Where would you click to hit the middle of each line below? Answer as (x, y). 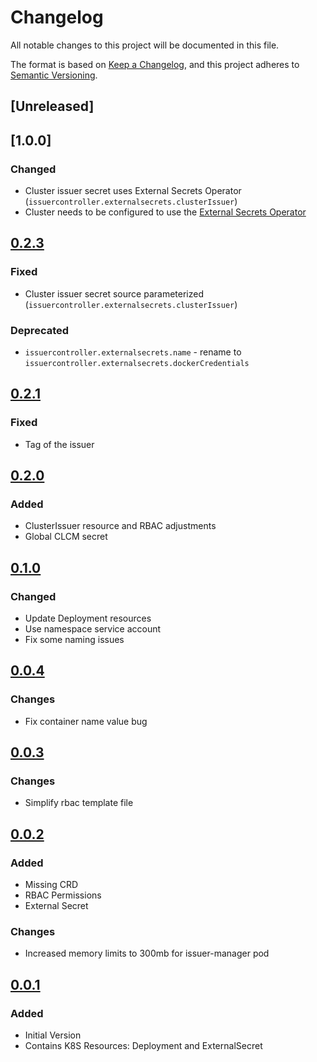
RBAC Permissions (63, 895)
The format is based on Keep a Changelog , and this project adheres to (155, 64)
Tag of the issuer (59, 444)
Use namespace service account (93, 629)
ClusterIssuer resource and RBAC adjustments (120, 526)
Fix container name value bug (86, 721)
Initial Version (53, 1035)
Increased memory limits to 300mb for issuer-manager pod (147, 953)
